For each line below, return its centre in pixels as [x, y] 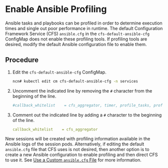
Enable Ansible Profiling [56, 9]
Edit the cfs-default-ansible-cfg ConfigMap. [59, 72]
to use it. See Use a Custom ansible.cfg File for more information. [73, 160]
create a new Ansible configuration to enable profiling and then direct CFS [82, 155]
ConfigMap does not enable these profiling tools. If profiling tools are [76, 39]
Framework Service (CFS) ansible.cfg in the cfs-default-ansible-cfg [77, 33]
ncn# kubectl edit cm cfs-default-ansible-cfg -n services [75, 81]
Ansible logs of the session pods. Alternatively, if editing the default [75, 144]
